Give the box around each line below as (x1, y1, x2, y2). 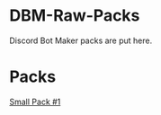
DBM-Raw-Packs (9, 5, 140, 26)
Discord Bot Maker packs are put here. (9, 35, 153, 46)
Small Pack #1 (9, 96, 61, 107)
